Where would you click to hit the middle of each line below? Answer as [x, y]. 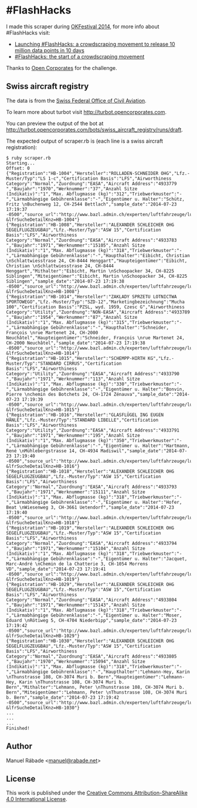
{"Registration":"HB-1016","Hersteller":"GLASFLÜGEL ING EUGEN [85, 415]
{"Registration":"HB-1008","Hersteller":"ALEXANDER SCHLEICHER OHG [90, 225]
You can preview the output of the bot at [55, 123]
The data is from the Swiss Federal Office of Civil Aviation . [76, 100]
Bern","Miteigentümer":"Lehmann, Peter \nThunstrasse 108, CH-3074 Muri [97, 692]
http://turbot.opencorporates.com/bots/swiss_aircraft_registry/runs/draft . [95, 129]
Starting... [21, 163]
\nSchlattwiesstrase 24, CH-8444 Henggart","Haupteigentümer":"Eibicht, [97, 261]
